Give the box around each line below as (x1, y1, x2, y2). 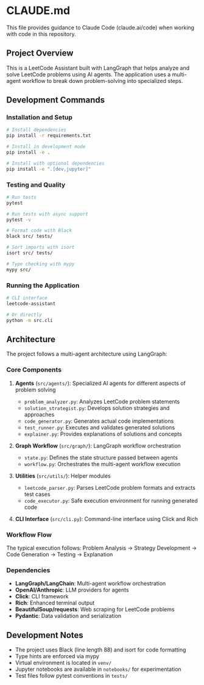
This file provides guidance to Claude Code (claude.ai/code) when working (6, 24, 195, 31)
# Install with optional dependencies (6, 160, 105, 167)
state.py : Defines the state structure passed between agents (24, 454, 178, 461)
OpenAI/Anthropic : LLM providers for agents (15, 586, 129, 594)
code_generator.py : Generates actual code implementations (24, 417, 174, 425)
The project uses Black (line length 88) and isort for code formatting (15, 646, 186, 653)
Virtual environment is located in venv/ (15, 659, 111, 667)
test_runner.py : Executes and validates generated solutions (24, 423, 175, 431)
